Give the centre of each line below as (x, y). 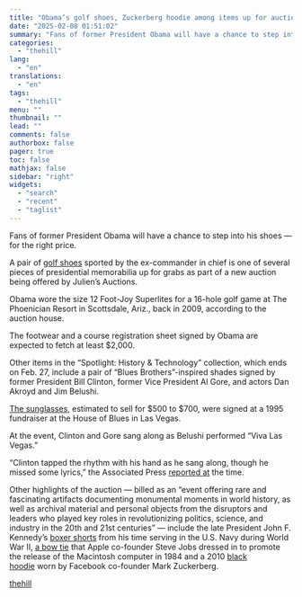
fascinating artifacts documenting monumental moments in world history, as (150, 499)
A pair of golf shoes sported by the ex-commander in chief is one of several (150, 263)
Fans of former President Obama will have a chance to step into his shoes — (151, 236)
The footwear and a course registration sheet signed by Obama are (134, 335)
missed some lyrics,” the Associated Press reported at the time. (127, 472)
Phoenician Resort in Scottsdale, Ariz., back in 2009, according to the (138, 308)
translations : (36, 76)
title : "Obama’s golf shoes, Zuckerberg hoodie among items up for (138, 18)
